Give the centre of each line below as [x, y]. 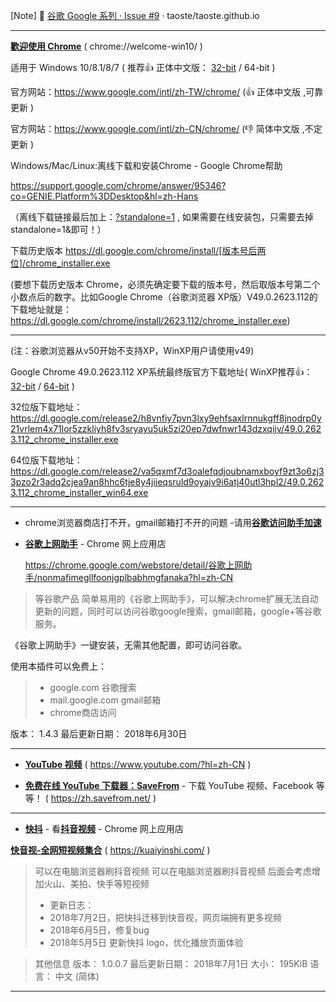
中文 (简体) [77, 976]
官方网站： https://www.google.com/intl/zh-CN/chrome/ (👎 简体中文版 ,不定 [166, 128]
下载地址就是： [41, 309]
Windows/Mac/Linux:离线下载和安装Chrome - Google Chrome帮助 [146, 165]
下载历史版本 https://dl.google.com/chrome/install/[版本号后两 [138, 250]
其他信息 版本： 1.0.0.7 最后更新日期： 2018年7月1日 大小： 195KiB [171, 963]
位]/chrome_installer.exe [60, 263]
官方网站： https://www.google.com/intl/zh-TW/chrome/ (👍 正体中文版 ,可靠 [167, 92]
